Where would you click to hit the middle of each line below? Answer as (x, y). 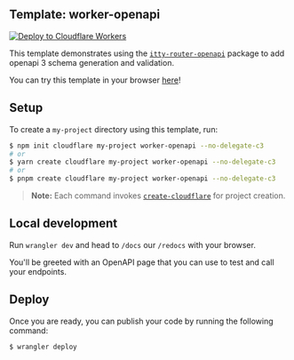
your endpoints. (38, 271)
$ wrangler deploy (43, 347)
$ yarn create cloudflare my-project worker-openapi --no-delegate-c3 (143, 162)
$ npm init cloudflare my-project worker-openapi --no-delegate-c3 (137, 146)
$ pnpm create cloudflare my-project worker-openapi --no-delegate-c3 (143, 179)
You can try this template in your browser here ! (95, 80)
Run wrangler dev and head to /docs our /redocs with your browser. (132, 244)
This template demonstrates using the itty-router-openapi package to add (147, 53)
